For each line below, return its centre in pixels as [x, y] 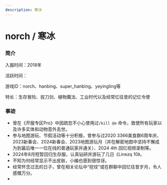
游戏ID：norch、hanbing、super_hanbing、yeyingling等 [63, 86]
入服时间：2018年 [23, 65]
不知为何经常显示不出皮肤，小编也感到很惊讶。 [61, 160]
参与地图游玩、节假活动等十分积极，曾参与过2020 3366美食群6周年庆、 [87, 135]
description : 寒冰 [24, 10]
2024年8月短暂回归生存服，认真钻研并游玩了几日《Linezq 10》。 [78, 154]
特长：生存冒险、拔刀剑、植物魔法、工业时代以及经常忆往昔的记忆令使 [78, 97]
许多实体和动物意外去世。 [43, 129]
